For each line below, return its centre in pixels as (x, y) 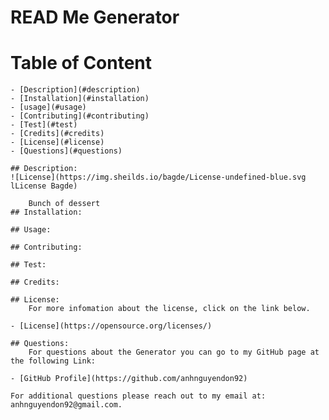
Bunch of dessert (64, 204)
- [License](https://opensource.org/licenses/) (111, 326)
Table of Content (81, 63)
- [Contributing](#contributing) (80, 116)
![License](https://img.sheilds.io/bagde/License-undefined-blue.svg (158, 177)
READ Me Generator (95, 17)
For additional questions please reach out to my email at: (138, 396)
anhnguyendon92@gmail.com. (66, 405)
